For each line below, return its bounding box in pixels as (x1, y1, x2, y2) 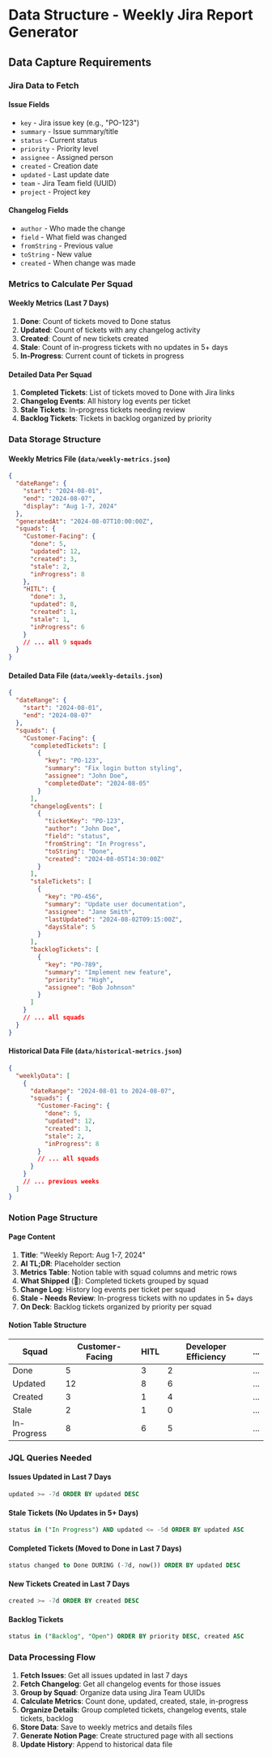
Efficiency (185, 1351, 227, 1362)
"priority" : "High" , (44, 976, 114, 984)
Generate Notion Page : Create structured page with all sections (19, 1730, 234, 1740)
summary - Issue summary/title (19, 126, 119, 136)
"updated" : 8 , (29, 600, 79, 608)
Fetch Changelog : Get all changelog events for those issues (19, 1679, 221, 1689)
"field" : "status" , (44, 833, 111, 841)
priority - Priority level (19, 144, 99, 154)
